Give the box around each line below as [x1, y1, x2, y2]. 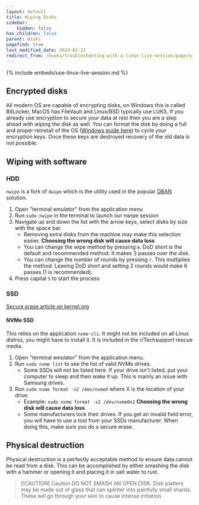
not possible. [6, 140, 38, 147]
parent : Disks [6, 36, 41, 42]
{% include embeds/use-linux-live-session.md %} [6, 69, 129, 76]
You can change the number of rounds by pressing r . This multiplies [23, 256, 191, 263]
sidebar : [6, 20, 28, 25]
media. [6, 342, 23, 349]
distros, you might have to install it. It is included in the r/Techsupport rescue [6, 336, 193, 343]
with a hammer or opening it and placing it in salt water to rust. [6, 468, 159, 475]
